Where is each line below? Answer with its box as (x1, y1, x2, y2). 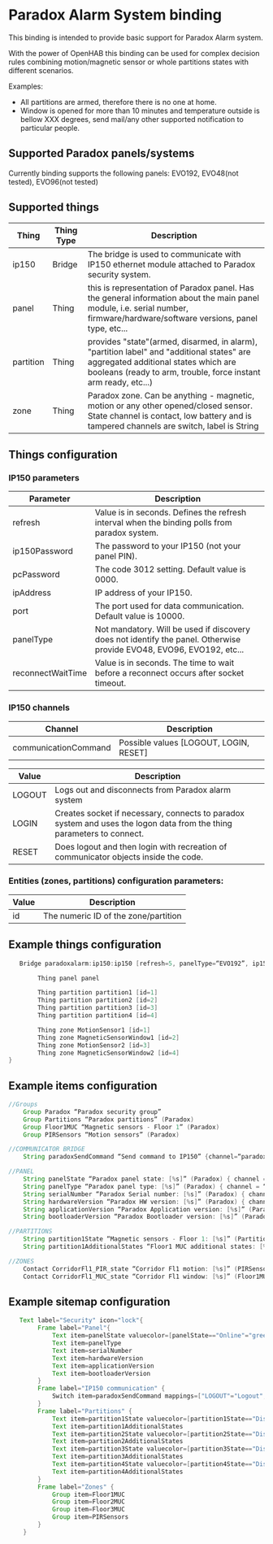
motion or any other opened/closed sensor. (87, 400, 253, 411)
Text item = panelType (51, 1339, 122, 1347)
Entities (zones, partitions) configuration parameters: (8, 876, 224, 887)
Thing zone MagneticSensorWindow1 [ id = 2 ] (37, 1033, 180, 1042)
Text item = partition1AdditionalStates (51, 1422, 184, 1430)
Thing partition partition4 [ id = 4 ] (37, 1011, 158, 1020)
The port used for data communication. (94, 600, 245, 611)
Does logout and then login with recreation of (54, 841, 227, 852)
